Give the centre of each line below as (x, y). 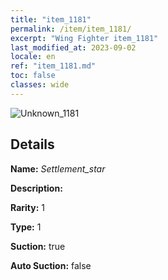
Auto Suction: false (51, 265)
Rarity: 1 (27, 207)
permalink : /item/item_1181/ (71, 29)
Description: (36, 188)
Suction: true (38, 246)
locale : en (33, 57)
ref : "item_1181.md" (53, 66)
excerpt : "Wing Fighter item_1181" (84, 38)
